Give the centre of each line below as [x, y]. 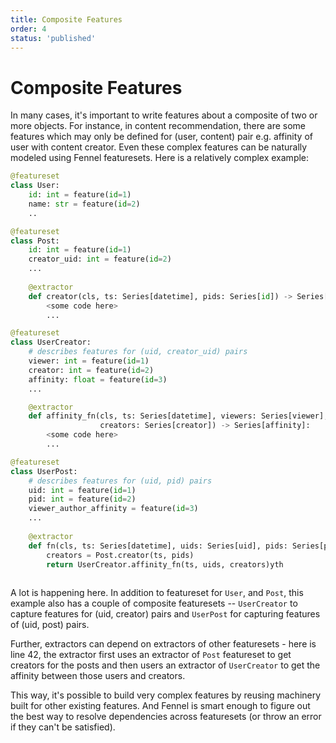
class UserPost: [44, 471]
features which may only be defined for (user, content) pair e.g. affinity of [161, 137]
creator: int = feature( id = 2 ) [91, 370]
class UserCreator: [51, 342]
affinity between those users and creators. [98, 676]
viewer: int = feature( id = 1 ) [89, 361]
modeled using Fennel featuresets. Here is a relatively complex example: [160, 158]
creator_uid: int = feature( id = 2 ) [100, 259]
